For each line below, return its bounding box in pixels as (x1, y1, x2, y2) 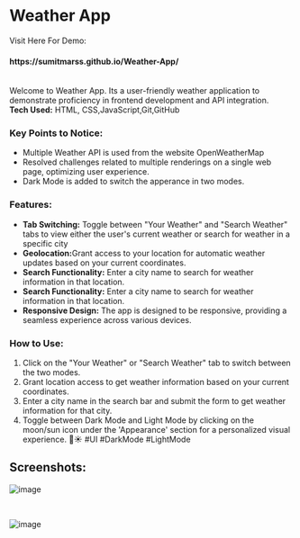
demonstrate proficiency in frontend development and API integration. (9, 95, 269, 106)
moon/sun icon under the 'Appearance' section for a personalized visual (22, 425, 291, 435)
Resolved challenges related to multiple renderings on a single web (22, 157, 272, 167)
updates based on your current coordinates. (22, 257, 186, 268)
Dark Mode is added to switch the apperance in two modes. (22, 176, 245, 187)
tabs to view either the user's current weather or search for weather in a (22, 229, 291, 239)
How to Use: (9, 336, 64, 349)
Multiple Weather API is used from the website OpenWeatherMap (22, 148, 265, 158)
